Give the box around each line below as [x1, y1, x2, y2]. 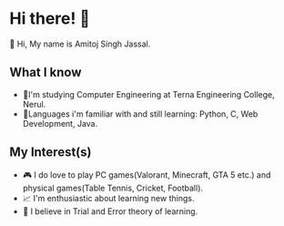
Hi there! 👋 [9, 8, 91, 29]
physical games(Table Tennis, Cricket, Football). [22, 182, 203, 193]
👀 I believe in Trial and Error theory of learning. [22, 205, 198, 217]
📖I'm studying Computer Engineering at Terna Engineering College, [22, 88, 275, 99]
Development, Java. [22, 118, 98, 128]
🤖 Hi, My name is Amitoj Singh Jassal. [9, 38, 151, 49]
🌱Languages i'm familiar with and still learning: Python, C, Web [22, 108, 259, 119]
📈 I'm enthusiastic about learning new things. [22, 192, 195, 203]
